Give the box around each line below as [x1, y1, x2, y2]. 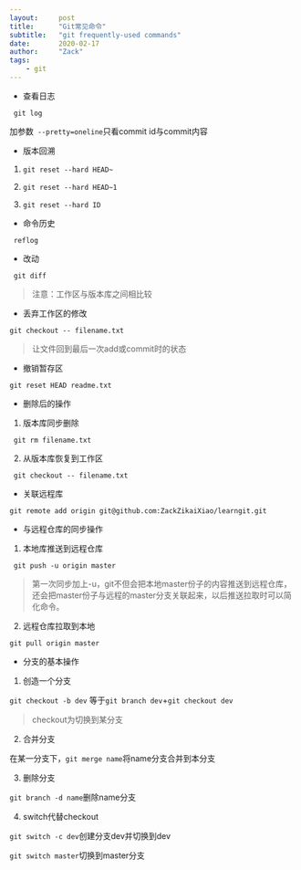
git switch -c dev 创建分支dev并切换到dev [9, 830, 171, 841]
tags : [9, 56, 30, 65]
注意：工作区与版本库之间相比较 [31, 288, 152, 299]
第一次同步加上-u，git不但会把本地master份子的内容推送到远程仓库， [31, 578, 292, 589]
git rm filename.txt [13, 435, 92, 445]
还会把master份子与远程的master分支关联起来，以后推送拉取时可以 [31, 590, 285, 601]
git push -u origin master [13, 561, 117, 571]
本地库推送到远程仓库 [22, 542, 103, 553]
